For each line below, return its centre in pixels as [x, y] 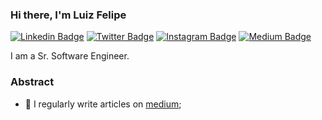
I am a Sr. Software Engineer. [70, 56]
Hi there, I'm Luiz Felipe [68, 15]
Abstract [32, 82]
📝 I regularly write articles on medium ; [103, 104]
